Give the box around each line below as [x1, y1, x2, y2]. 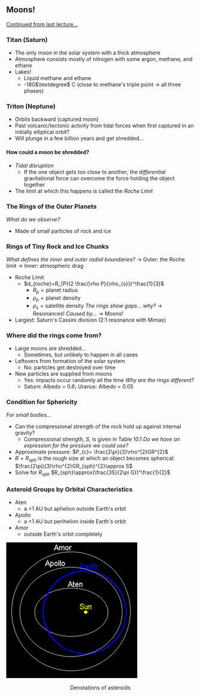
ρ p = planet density [32, 294, 81, 303]
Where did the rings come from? [6, 331, 102, 340]
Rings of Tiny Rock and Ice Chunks [6, 242, 109, 251]
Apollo [14, 511, 31, 519]
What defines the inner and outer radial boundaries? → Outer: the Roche [6, 256, 185, 263]
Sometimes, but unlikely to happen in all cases [23, 351, 139, 358]
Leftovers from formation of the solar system [14, 357, 125, 364]
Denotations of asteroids [70, 684, 131, 691]
